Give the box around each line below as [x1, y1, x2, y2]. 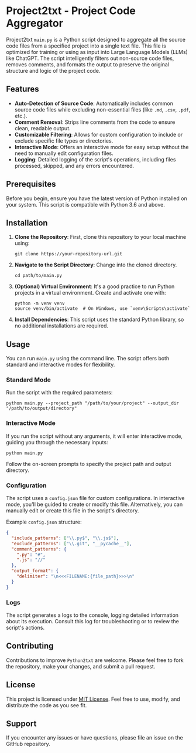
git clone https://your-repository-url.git [14, 251, 123, 257]
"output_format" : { [11, 568, 59, 574]
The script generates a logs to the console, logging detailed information [6, 612, 179, 619]
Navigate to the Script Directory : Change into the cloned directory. [14, 261, 177, 268]
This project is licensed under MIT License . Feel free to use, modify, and [6, 695, 180, 703]
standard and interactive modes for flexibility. [6, 361, 115, 368]
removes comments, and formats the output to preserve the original [6, 60, 170, 68]
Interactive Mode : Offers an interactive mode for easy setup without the [14, 143, 189, 150]
